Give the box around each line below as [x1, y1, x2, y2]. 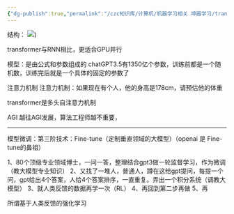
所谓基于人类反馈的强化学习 [7, 199, 87, 207]
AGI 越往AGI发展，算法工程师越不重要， [7, 113, 121, 121]
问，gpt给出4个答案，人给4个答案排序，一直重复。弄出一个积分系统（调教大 [7, 175, 226, 183]
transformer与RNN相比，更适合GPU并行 [7, 45, 123, 53]
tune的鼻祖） [7, 143, 45, 151]
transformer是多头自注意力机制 [7, 98, 96, 107]
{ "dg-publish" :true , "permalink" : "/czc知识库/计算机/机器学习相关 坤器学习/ [7, 10, 215, 17]
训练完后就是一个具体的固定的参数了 [25, 68, 130, 77]
